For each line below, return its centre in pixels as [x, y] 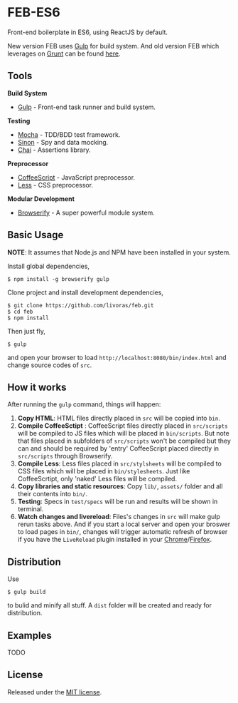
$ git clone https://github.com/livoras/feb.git [81, 305]
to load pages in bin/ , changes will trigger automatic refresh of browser [123, 532]
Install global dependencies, [49, 266]
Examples [29, 635]
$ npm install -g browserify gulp [59, 279]
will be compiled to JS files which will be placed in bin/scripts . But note [123, 433]
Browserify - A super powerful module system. [86, 212]
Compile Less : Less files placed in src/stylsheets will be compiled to [119, 463]
